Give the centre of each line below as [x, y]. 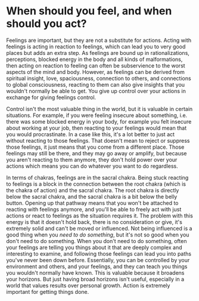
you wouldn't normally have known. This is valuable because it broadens [95, 272]
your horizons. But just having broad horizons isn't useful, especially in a [95, 279]
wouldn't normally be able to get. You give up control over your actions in [96, 91]
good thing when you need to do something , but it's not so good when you [98, 235]
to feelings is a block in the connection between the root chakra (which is [96, 184]
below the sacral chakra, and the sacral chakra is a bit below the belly [92, 196]
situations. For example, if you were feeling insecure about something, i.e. [97, 115]
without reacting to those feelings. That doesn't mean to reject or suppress [98, 140]
